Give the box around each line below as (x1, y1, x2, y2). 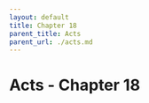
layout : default (9, 12, 69, 22)
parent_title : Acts (9, 29, 82, 38)
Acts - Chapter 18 (9, 76, 140, 95)
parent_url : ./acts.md (9, 37, 93, 47)
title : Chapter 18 (9, 21, 77, 30)
